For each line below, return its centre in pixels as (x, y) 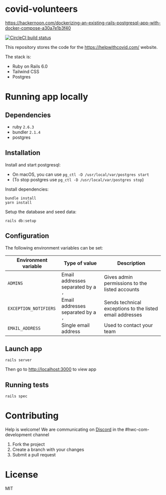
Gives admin (118, 277)
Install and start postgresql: (33, 165)
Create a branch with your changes (48, 450)
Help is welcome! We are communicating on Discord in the (65, 430)
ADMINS (15, 283)
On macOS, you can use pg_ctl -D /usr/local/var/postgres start (81, 174)
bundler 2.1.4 (26, 132)
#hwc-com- (137, 430)
